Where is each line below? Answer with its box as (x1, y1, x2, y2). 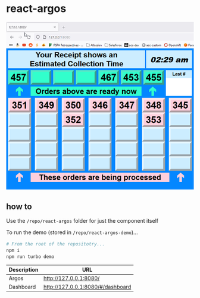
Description (8, 266, 39, 274)
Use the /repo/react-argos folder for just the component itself (6, 217, 159, 224)
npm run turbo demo (6, 253, 55, 260)
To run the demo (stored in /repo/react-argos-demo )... (6, 229, 138, 236)
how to (6, 201, 32, 211)
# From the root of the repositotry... (6, 241, 105, 247)
